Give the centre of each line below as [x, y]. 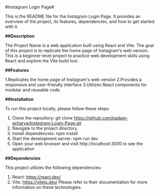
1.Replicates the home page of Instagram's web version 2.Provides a [73, 80]
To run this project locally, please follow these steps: [57, 109]
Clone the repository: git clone [42, 118]
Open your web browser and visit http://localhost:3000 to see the [77, 144]
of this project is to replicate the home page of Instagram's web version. [77, 51]
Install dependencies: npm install [45, 133]
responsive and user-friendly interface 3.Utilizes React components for [76, 85]
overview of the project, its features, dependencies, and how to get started [80, 22]
